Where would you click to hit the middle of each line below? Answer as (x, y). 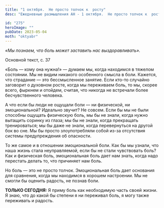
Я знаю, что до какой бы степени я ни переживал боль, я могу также (77, 195)
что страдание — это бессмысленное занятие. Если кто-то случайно (77, 80)
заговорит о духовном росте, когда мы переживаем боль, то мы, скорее (81, 85)
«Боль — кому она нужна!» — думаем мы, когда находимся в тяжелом (80, 69)
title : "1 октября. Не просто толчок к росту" (55, 10)
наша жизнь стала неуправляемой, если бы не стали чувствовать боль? (81, 150)
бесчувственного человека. (34, 95)
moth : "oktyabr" (21, 37)
